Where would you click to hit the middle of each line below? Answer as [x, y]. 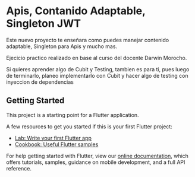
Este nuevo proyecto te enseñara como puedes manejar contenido [88, 40]
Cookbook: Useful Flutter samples [56, 144]
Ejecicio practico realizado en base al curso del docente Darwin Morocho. [97, 58]
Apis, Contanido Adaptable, [76, 11]
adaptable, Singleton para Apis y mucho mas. [62, 46]
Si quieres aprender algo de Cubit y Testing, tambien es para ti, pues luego [98, 69]
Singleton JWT [44, 23]
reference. [19, 168]
